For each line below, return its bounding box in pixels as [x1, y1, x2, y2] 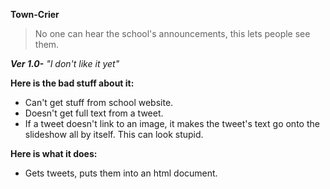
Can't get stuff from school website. [24, 97, 174, 108]
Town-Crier [10, 9, 60, 20]
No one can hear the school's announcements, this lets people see [34, 28, 311, 39]
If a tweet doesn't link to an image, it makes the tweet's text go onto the [24, 118, 320, 129]
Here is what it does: [10, 148, 98, 159]
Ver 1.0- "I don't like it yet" [10, 58, 120, 69]
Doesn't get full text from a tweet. [24, 107, 164, 119]
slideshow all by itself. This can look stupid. [24, 129, 204, 140]
